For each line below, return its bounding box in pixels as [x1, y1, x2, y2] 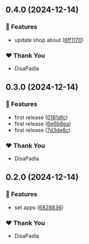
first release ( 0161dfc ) [14, 114, 68, 121]
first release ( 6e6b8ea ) [14, 120, 71, 127]
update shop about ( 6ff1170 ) [14, 36, 84, 44]
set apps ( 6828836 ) [14, 203, 64, 211]
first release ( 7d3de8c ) [14, 126, 71, 133]
